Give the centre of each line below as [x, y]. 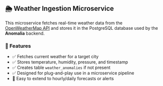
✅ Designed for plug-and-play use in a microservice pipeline [73, 73]
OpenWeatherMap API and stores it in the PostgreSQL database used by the [81, 28]
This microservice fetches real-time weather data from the [64, 23]
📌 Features [18, 46]
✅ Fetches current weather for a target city [55, 57]
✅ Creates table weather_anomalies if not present [61, 67]
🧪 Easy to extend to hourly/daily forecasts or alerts [63, 79]
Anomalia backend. [25, 33]
